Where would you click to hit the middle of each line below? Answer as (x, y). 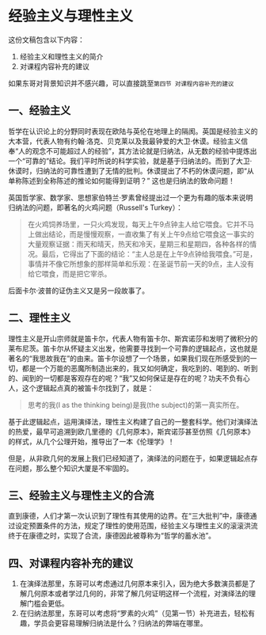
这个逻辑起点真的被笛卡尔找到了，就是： (88, 388)
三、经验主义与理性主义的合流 (81, 495)
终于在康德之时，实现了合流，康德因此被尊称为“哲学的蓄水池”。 (112, 536)
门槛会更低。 (47, 603)
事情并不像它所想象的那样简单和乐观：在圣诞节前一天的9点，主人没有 (141, 264)
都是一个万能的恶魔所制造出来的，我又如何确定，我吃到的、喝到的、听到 (140, 368)
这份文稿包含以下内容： (46, 40)
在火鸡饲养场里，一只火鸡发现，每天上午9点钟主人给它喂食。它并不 (137, 224)
